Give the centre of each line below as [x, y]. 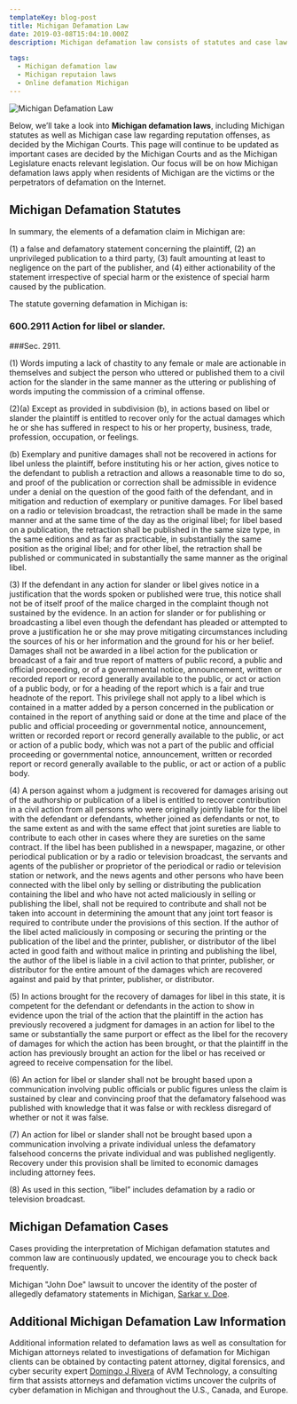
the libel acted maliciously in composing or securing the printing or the [138, 932]
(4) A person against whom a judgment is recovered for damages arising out [148, 790]
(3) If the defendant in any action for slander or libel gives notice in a [134, 584]
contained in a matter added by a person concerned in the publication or [142, 707]
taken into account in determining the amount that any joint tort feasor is [141, 913]
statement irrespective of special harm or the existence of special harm [140, 277]
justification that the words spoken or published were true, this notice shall [145, 594]
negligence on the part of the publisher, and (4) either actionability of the [142, 267]
